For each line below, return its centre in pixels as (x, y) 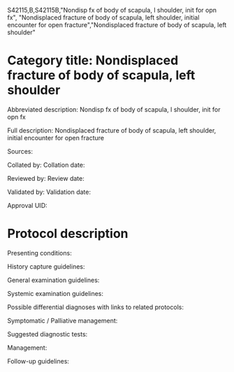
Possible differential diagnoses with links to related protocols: (95, 307)
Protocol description (68, 234)
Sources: (20, 151)
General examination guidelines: (53, 280)
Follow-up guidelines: (38, 361)
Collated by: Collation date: (46, 165)
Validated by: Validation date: (49, 192)
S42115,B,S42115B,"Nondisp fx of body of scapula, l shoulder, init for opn (112, 10)
